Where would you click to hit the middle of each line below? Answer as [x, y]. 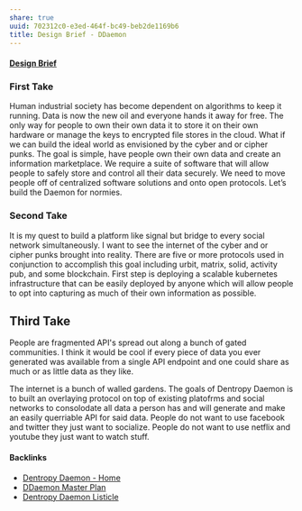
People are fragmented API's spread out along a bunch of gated [128, 342]
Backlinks [28, 457]
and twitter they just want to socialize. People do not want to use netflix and [150, 427]
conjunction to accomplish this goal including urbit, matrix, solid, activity [143, 264]
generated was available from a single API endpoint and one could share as [150, 362]
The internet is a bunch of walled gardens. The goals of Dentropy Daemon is [151, 389]
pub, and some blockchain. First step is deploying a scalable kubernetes [143, 274]
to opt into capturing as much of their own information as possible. [133, 293]
